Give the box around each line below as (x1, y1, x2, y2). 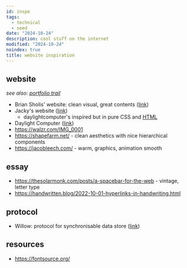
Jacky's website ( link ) (14, 107, 68, 115)
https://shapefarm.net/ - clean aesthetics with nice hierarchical (14, 132, 168, 139)
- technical (11, 19, 41, 25)
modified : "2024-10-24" (6, 42, 65, 48)
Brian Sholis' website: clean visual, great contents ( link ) (14, 101, 149, 108)
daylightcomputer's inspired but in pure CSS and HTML (23, 113, 158, 120)
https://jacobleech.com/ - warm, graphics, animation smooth (14, 145, 162, 152)
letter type (14, 183, 40, 191)
